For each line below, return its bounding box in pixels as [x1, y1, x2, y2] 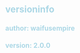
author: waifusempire [5, 24, 75, 33]
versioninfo [5, 4, 55, 15]
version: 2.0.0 [5, 41, 51, 49]
